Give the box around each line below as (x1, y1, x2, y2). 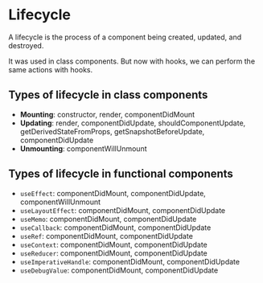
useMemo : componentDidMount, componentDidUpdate (19, 214, 197, 224)
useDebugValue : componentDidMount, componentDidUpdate (19, 265, 219, 275)
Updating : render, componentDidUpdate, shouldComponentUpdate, (19, 118, 246, 128)
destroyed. (8, 40, 44, 50)
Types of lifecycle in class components (8, 88, 208, 102)
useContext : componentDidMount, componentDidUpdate (19, 240, 208, 249)
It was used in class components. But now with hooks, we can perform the (8, 56, 256, 66)
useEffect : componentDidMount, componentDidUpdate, (19, 188, 207, 198)
